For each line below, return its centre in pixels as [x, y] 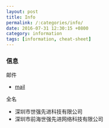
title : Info [21, 17]
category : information [34, 34]
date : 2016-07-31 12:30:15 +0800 [47, 28]
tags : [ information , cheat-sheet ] [49, 39]
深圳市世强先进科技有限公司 [49, 112]
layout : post [22, 12]
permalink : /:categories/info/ [45, 23]
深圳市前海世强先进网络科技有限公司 [59, 119]
